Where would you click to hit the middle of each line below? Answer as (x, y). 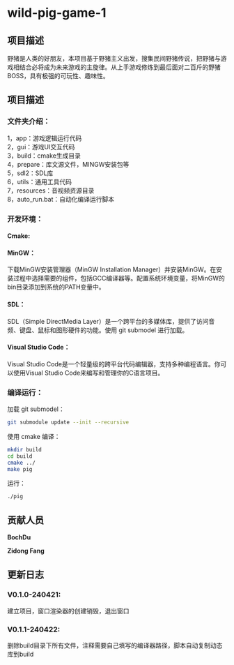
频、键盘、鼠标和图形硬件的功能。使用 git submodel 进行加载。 (98, 330)
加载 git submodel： (36, 409)
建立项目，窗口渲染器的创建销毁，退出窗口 (68, 611)
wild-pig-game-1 (57, 13)
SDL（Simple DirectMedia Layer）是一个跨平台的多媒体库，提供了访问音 (111, 321)
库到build (21, 655)
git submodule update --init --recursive (68, 423)
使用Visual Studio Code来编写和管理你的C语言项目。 (88, 373)
